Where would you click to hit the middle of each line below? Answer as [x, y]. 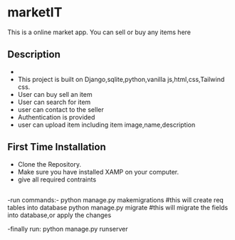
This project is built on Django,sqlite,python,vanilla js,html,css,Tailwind [121, 79]
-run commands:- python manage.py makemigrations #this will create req [116, 199]
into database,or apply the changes [59, 215]
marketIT [35, 12]
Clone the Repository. [49, 164]
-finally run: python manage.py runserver [68, 229]
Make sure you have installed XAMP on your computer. [98, 172]
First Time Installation [57, 147]
